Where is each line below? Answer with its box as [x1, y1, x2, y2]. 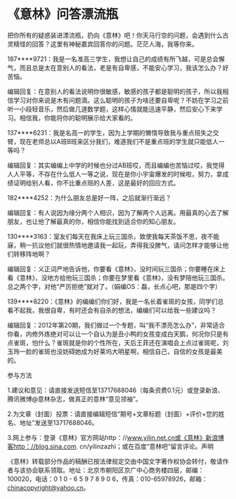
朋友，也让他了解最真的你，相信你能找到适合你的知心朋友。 [7, 217, 180, 226]
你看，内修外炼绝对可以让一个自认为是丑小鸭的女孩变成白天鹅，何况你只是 [7, 330, 223, 338]
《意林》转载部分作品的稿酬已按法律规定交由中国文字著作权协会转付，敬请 [7, 457, 223, 465]
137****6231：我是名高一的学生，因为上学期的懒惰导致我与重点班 [7, 128, 201, 137]
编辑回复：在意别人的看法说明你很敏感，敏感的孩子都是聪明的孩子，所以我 [7, 87, 223, 96]
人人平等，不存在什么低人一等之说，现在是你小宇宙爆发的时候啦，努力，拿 [7, 169, 223, 178]
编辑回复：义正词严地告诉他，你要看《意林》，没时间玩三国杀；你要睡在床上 [7, 264, 226, 273]
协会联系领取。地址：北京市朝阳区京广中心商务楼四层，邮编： [25, 465, 204, 474]
